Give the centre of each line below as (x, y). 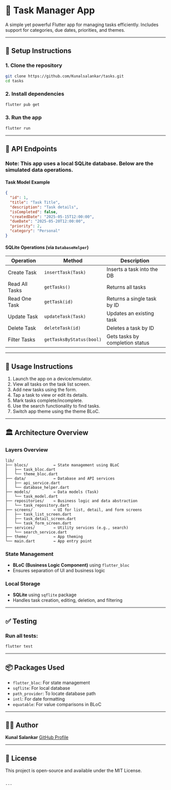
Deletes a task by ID (130, 328)
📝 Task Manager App (50, 10)
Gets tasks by (123, 336)
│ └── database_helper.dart (37, 487)
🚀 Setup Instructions (38, 51)
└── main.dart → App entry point (49, 541)
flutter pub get (22, 104)
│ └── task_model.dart (32, 496)
